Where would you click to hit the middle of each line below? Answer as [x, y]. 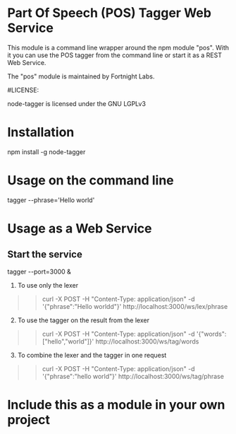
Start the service [45, 255]
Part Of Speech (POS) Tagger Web [109, 13]
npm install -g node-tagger [46, 152]
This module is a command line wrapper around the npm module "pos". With [118, 47]
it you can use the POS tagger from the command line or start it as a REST [114, 55]
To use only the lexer [48, 285]
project [29, 420]
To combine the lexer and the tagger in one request [92, 355]
